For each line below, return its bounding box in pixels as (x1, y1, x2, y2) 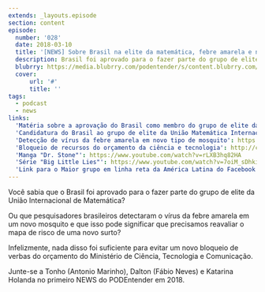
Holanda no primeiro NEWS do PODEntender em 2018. (8, 275, 185, 284)
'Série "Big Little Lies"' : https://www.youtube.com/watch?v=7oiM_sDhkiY (15, 159, 263, 167)
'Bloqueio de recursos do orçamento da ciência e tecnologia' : (15, 144, 227, 152)
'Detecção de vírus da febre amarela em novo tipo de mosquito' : (15, 136, 235, 144)
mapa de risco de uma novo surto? (8, 228, 121, 237)
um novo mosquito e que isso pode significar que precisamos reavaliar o (8, 219, 244, 229)
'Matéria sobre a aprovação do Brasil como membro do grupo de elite (15, 122, 248, 129)
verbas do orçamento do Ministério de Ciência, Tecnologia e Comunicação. (8, 252, 254, 260)
